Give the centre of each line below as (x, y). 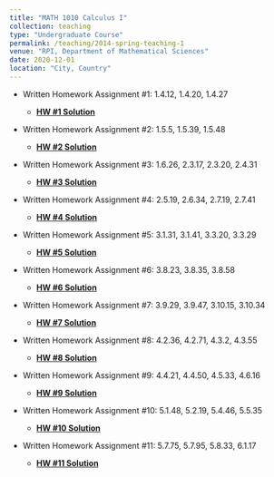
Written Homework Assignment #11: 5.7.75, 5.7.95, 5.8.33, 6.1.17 (139, 445)
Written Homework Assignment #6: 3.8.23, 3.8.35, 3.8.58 (129, 269)
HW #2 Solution (66, 147)
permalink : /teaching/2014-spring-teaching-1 (97, 43)
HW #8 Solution (66, 357)
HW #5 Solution (66, 252)
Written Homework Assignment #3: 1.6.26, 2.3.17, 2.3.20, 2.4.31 (140, 164)
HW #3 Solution (66, 181)
